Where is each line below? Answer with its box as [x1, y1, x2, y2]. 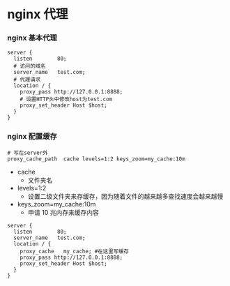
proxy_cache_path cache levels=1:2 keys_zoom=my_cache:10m [7, 155, 186, 163]
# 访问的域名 [13, 63, 47, 70]
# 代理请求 [13, 76, 41, 84]
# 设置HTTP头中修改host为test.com [20, 96, 113, 103]
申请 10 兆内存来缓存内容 [27, 208, 99, 216]
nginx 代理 [7, 6, 68, 22]
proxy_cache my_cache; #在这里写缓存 [20, 248, 129, 255]
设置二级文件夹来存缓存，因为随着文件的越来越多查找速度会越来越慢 [27, 192, 224, 200]
